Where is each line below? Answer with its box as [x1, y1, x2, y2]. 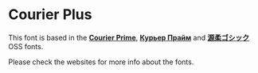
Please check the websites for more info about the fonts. [8, 57, 194, 67]
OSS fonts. [8, 41, 44, 51]
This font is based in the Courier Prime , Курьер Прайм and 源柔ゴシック [8, 33, 249, 42]
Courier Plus [8, 6, 92, 24]
